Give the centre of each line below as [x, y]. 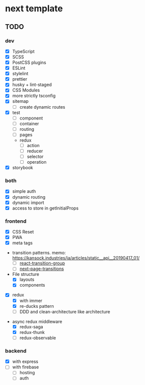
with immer [31, 300]
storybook [23, 168]
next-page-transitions [42, 269]
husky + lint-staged [32, 85]
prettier [20, 79]
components [32, 285]
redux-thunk [32, 332]
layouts [27, 280]
